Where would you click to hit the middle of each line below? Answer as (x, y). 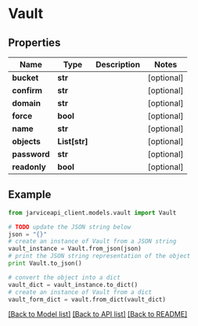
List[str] (73, 141)
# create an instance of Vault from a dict (80, 292)
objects (26, 141)
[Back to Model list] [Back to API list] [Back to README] (98, 314)
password (31, 154)
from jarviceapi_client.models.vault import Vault (92, 212)
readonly (29, 167)
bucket (25, 78)
